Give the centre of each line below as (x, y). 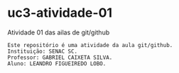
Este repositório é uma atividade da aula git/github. (90, 45)
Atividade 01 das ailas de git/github (59, 32)
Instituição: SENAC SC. (43, 51)
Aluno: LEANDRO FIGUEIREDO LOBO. (57, 64)
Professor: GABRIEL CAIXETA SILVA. (60, 58)
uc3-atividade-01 (60, 13)
